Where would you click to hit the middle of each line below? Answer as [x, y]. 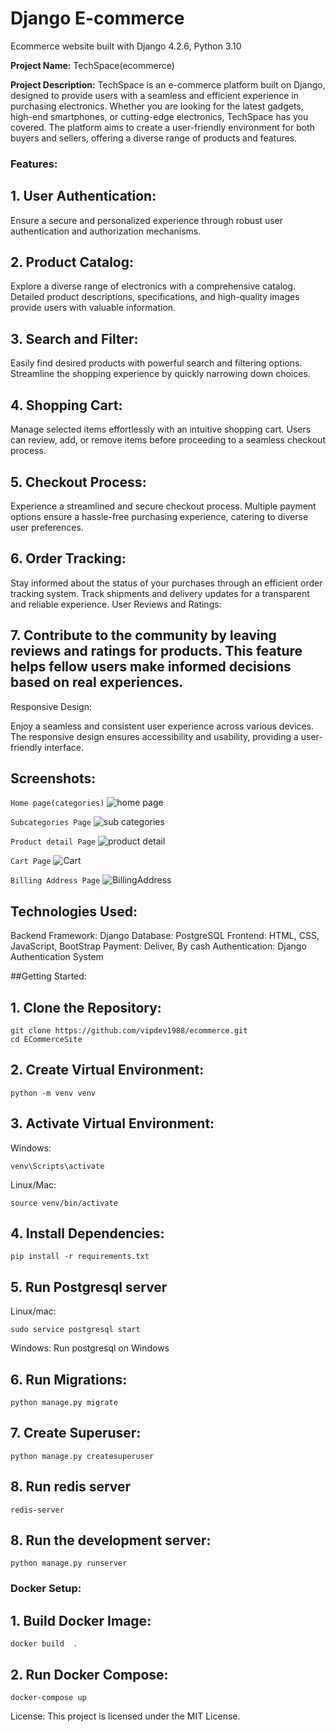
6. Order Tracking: [68, 558]
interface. [64, 747]
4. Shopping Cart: [66, 405]
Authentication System [57, 957]
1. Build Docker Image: [81, 1620]
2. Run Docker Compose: [89, 1674]
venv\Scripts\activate [57, 1166]
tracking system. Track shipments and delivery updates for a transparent [160, 593]
